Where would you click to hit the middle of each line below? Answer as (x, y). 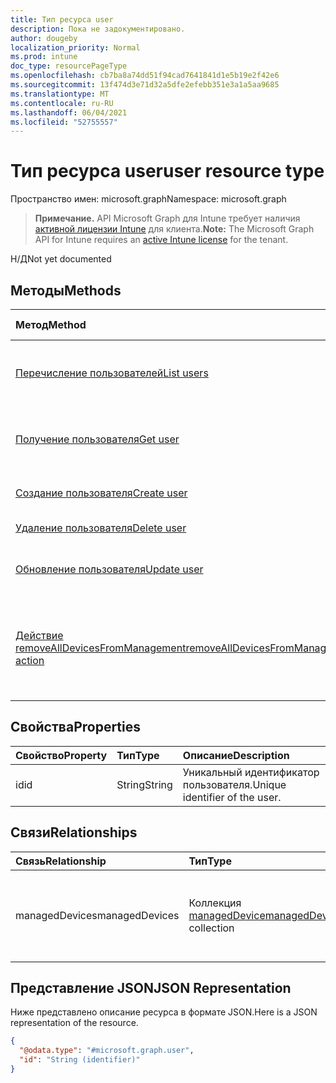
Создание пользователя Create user (101, 493)
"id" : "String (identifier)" (80, 1060)
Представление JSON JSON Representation (151, 988)
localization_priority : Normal (75, 47)
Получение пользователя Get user (97, 439)
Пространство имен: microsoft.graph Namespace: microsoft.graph (148, 199)
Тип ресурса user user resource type (167, 171)
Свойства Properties (76, 727)
